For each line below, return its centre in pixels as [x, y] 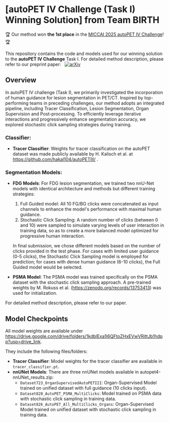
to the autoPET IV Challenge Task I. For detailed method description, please [84, 59]
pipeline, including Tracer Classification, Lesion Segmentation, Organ [77, 108]
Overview [21, 80]
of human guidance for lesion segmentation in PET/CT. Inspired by [74, 97]
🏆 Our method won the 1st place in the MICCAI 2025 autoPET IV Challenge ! [84, 34]
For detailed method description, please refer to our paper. [66, 303]
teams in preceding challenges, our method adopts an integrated [97, 103]
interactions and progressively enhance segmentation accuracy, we [76, 119]
